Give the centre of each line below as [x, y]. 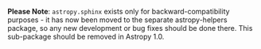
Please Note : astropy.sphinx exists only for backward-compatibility [119, 11]
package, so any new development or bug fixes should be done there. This [130, 28]
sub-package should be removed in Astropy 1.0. [86, 36]
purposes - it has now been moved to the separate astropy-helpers [117, 20]
